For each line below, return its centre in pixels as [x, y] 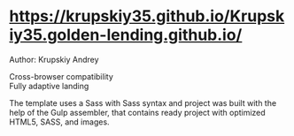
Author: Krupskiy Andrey [54, 59]
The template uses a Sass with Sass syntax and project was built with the [143, 102]
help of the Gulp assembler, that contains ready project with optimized [137, 112]
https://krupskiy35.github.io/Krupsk [147, 16]
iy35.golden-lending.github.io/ [126, 35]
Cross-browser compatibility [61, 76]
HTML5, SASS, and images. [59, 122]
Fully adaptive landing [49, 86]
